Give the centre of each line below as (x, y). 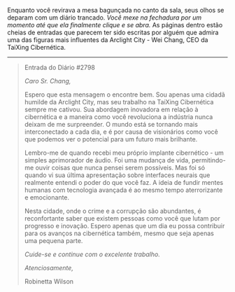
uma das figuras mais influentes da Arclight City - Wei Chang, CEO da (108, 40)
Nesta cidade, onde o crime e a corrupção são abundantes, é (113, 211)
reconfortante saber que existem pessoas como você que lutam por (122, 218)
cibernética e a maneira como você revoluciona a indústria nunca (119, 117)
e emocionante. (47, 197)
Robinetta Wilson (49, 281)
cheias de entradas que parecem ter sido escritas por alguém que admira (113, 32)
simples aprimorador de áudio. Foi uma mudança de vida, (107, 160)
